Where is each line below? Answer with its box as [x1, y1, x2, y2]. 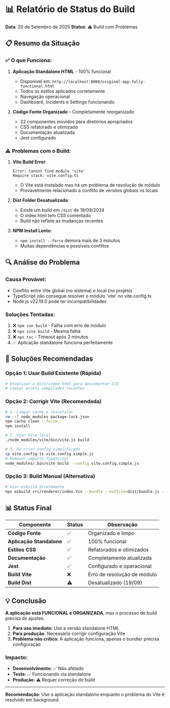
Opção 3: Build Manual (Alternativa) [5, 473, 95, 480]
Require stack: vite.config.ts [12, 173, 79, 178]
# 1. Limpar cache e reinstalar [5, 409, 73, 414]
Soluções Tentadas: [5, 311, 56, 318]
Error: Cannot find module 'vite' [12, 168, 86, 173]
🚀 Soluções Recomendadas [5, 355, 94, 363]
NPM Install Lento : [12, 227, 52, 233]
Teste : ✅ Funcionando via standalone [12, 671, 91, 677]
